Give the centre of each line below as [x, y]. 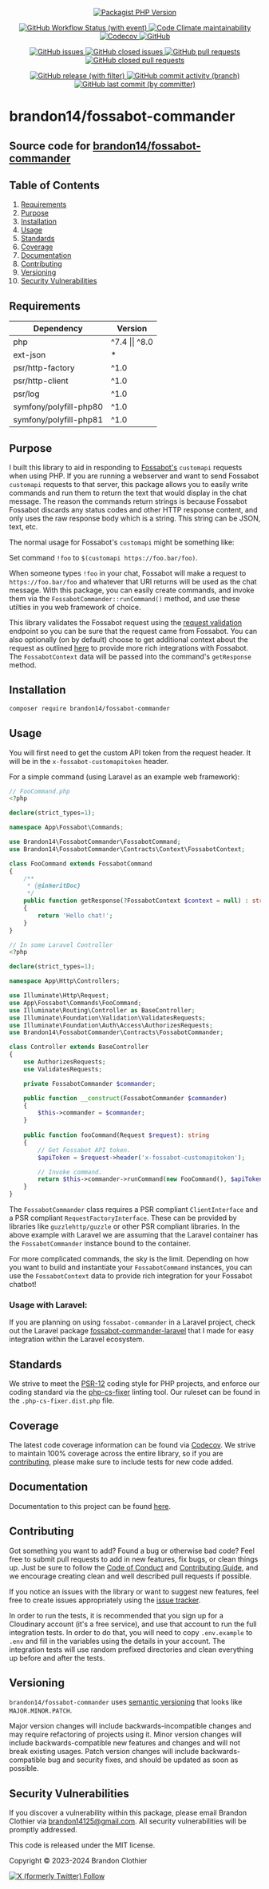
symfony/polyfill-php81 [58, 420]
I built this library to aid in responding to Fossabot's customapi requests [126, 468]
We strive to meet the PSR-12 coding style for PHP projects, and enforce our [134, 1384]
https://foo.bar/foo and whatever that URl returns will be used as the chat [133, 582]
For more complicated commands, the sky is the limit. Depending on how [129, 1259]
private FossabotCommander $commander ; [90, 1083]
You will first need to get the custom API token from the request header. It [130, 752]
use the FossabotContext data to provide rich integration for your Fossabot [131, 1276]
